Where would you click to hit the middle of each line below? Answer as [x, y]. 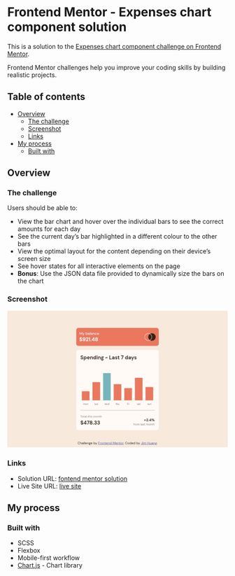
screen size [34, 259]
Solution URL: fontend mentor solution [72, 478]
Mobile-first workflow [49, 558]
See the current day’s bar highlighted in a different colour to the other [117, 237]
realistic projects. [32, 75]
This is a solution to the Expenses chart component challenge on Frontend [114, 46]
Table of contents [46, 97]
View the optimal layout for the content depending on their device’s [114, 251]
